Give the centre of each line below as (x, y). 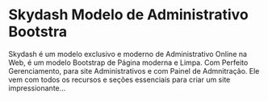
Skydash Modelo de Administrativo (128, 15)
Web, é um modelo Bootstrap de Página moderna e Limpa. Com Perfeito (128, 63)
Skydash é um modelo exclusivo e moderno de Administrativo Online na (128, 54)
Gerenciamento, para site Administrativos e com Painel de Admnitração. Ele (134, 71)
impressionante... (37, 88)
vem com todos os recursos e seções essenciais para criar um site (119, 79)
